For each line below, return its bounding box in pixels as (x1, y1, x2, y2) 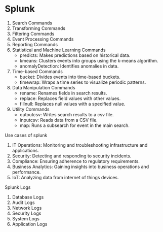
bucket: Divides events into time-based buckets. (19, 74, 121, 80)
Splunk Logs (5, 184, 31, 190)
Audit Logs (12, 199, 35, 206)
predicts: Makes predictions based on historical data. (19, 52, 131, 58)
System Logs (12, 215, 40, 221)
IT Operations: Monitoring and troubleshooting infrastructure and (12, 142, 148, 148)
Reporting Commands (12, 41, 58, 47)
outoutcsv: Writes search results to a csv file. (19, 111, 114, 117)
